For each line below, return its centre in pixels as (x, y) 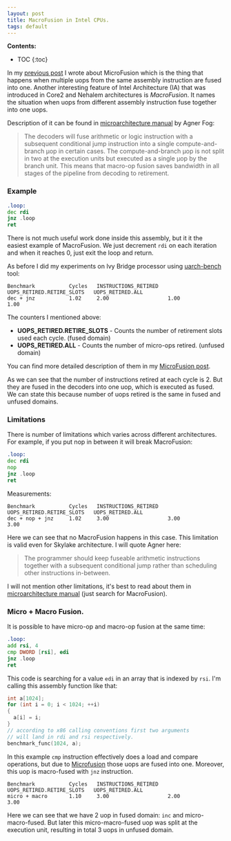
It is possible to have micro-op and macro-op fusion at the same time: (106, 626)
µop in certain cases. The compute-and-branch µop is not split (135, 151)
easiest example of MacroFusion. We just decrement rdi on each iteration (112, 246)
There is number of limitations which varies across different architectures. (112, 435)
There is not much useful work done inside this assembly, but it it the (105, 238)
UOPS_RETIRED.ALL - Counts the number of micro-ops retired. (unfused (121, 345)
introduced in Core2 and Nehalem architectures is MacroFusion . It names (111, 95)
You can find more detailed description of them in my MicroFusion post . (109, 366)
